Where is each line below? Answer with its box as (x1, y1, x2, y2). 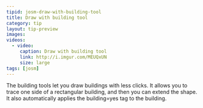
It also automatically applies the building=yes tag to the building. (6, 95, 167, 102)
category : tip (6, 20, 42, 26)
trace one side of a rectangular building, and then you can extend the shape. (6, 89, 198, 96)
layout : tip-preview (6, 25, 59, 32)
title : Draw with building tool (6, 15, 88, 21)
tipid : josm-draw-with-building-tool (6, 8, 102, 15)
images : (6, 32, 26, 38)
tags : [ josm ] (6, 65, 39, 72)
